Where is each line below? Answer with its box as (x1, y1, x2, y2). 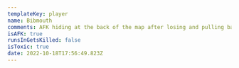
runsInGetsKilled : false (7, 37, 81, 44)
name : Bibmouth (7, 17, 53, 24)
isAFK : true (7, 30, 43, 38)
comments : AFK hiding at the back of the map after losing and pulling (7, 23, 224, 30)
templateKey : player (7, 10, 69, 18)
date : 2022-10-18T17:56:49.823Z (7, 50, 103, 57)
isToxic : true (7, 43, 50, 50)
